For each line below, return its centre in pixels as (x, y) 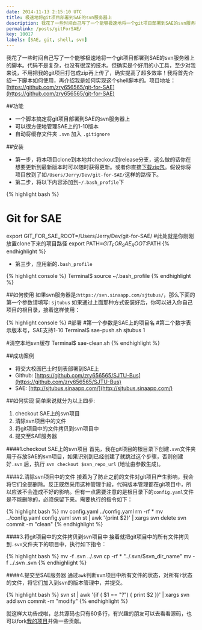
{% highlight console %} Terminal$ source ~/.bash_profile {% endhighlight (99, 276)
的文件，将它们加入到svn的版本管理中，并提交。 (66, 582)
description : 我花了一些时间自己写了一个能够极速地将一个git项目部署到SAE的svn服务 (101, 23)
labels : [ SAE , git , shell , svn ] (47, 40)
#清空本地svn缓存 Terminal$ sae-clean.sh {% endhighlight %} (83, 343)
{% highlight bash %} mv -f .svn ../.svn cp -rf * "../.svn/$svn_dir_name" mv (99, 556)
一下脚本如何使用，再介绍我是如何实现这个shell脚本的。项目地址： (93, 80)
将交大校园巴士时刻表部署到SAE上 (57, 368)
